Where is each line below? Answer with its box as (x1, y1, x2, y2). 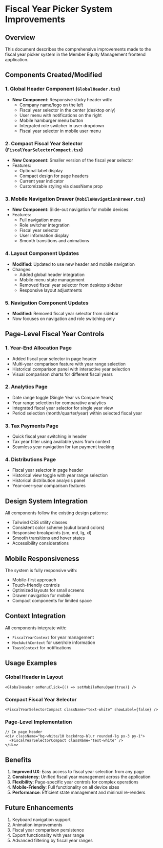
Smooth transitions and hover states (12, 535, 85, 541)
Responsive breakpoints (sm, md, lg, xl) (12, 530, 92, 536)
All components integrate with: (5, 625, 67, 631)
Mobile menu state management (19, 276, 84, 282)
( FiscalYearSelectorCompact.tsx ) (5, 146, 83, 153)
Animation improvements (12, 822, 62, 827)
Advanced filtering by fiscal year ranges (12, 837, 93, 843)
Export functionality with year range (12, 832, 84, 838)
